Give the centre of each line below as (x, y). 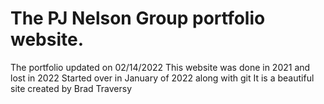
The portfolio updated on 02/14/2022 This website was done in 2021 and (160, 67)
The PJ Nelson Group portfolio (138, 18)
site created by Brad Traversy (71, 88)
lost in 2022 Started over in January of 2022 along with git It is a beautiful (162, 78)
